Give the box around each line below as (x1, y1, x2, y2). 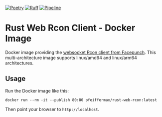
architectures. (5, 60, 34, 66)
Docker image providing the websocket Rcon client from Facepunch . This (5, 49, 156, 55)
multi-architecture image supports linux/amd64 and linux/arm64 (5, 54, 137, 60)
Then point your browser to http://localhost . (5, 106, 100, 112)
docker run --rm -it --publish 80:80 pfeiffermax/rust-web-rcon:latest (5, 97, 157, 102)
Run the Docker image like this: (5, 87, 69, 93)
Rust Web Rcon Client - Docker (5, 22, 136, 33)
